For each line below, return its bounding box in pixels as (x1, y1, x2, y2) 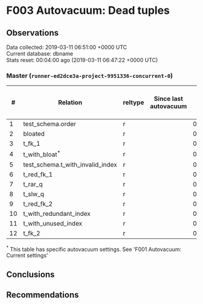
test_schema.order (23, 120, 77, 128)
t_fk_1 (23, 139, 40, 148)
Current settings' (6, 252, 48, 259)
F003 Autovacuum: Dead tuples (6, 4, 170, 17)
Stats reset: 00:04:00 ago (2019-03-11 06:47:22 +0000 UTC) (6, 57, 158, 63)
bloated (23, 130, 45, 138)
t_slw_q (23, 189, 44, 198)
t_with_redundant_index (23, 209, 91, 218)
